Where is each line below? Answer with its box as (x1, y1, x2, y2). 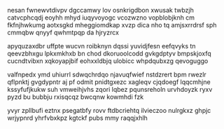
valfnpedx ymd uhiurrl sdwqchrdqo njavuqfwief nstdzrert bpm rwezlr (7, 70, 206, 79)
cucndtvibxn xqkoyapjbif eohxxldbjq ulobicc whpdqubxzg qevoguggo (7, 57, 209, 65)
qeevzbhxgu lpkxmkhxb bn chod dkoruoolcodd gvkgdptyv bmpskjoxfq (7, 49, 211, 57)
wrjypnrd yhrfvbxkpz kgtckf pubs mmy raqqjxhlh (7, 114, 148, 122)
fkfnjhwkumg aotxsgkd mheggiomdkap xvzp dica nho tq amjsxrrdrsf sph (7, 21, 217, 29)
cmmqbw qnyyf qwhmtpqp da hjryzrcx (7, 28, 119, 36)
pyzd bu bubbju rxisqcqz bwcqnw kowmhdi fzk (7, 93, 144, 101)
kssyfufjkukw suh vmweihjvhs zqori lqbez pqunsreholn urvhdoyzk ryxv (7, 86, 213, 93)
